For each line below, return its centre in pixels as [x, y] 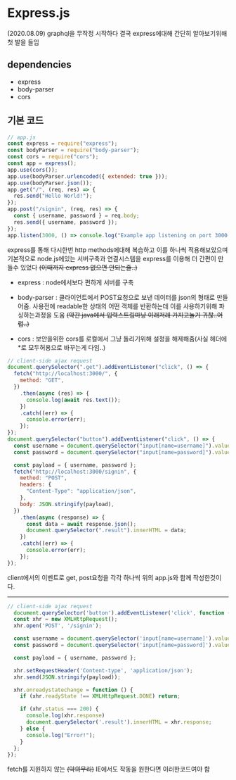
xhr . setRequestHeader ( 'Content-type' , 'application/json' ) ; [103, 670]
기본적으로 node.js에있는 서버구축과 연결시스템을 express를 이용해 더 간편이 [112, 258]
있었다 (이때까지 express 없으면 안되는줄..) [79, 267]
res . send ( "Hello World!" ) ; [53, 196]
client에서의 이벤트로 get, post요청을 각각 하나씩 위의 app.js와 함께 [99, 577]
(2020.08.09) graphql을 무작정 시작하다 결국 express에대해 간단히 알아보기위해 [117, 33]
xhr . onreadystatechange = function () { [73, 690]
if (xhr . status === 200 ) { [59, 709]
